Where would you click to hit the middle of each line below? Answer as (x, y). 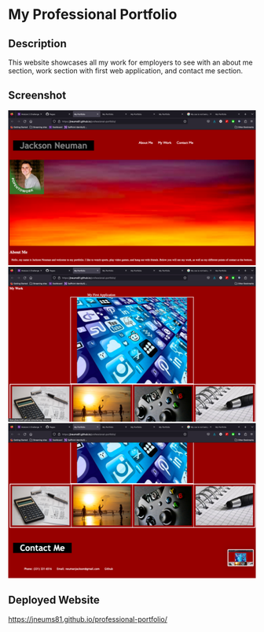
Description (37, 44)
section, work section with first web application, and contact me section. (126, 71)
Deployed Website (54, 600)
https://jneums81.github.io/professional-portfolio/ (88, 619)
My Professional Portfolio (93, 15)
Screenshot (37, 96)
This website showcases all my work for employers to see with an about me (130, 62)
